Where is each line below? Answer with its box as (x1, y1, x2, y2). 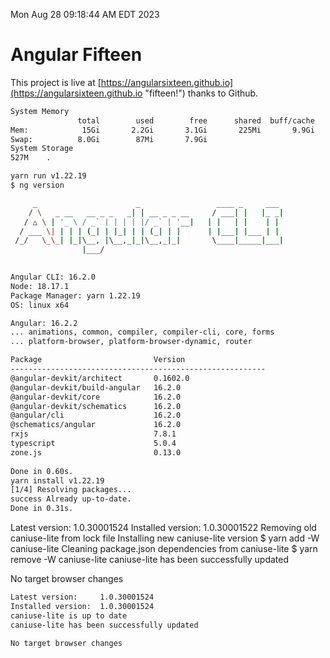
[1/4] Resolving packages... (10, 485, 132, 495)
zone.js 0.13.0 (10, 447, 182, 458)
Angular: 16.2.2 (10, 318, 78, 328)
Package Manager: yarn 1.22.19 (10, 290, 141, 301)
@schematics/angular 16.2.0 (10, 420, 182, 430)
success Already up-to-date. (10, 494, 132, 504)
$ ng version (10, 180, 65, 191)
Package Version (10, 355, 186, 365)
